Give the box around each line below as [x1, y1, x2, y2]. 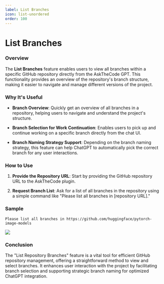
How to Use [5, 162, 33, 169]
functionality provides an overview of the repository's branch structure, [5, 76, 149, 82]
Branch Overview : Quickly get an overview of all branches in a [12, 105, 139, 111]
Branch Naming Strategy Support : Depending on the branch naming [12, 140, 152, 145]
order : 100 [5, 16, 27, 21]
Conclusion [5, 241, 33, 248]
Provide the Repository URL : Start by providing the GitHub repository [12, 173, 153, 179]
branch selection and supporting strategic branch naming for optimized [5, 268, 149, 274]
